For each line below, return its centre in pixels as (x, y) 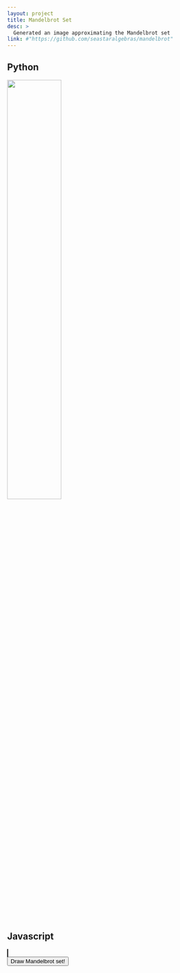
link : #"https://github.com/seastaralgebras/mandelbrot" (90, 39)
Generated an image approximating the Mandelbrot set (92, 33)
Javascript (31, 937)
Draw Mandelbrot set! (38, 961)
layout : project (30, 13)
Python (23, 67)
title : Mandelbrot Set (40, 20)
